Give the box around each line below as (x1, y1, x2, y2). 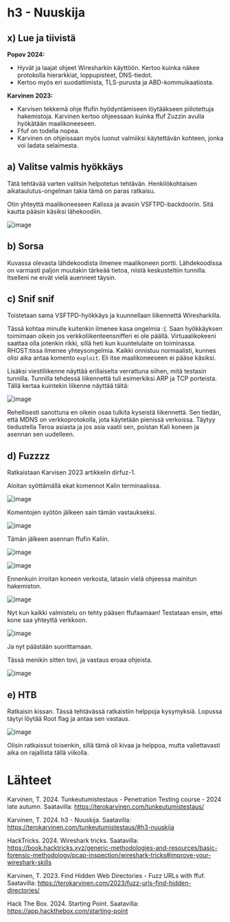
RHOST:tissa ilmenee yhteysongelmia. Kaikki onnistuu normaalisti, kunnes (7, 347, 216, 355)
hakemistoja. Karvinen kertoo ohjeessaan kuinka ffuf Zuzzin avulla (16, 112, 205, 120)
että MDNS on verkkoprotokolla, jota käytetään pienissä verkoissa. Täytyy (7, 415, 216, 424)
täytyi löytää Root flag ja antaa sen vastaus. (7, 715, 130, 723)
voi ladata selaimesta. (16, 141, 79, 149)
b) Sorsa (7, 240, 44, 252)
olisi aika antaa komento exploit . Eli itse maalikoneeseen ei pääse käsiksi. (7, 354, 216, 362)
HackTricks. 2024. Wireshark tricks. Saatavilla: (7, 836, 139, 844)
